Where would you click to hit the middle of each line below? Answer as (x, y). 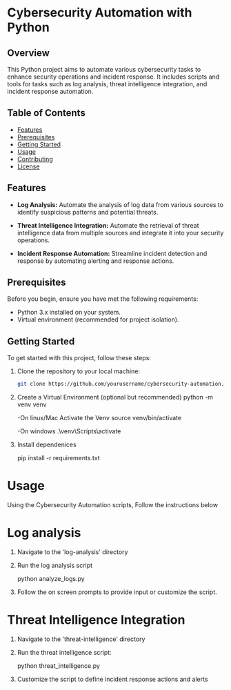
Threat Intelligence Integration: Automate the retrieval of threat (108, 225)
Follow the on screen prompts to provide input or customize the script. (117, 592)
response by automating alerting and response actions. (96, 261)
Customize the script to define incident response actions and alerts (112, 679)
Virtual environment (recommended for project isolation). (98, 319)
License (28, 166)
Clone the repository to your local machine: (78, 371)
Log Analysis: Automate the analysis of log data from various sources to (120, 204)
